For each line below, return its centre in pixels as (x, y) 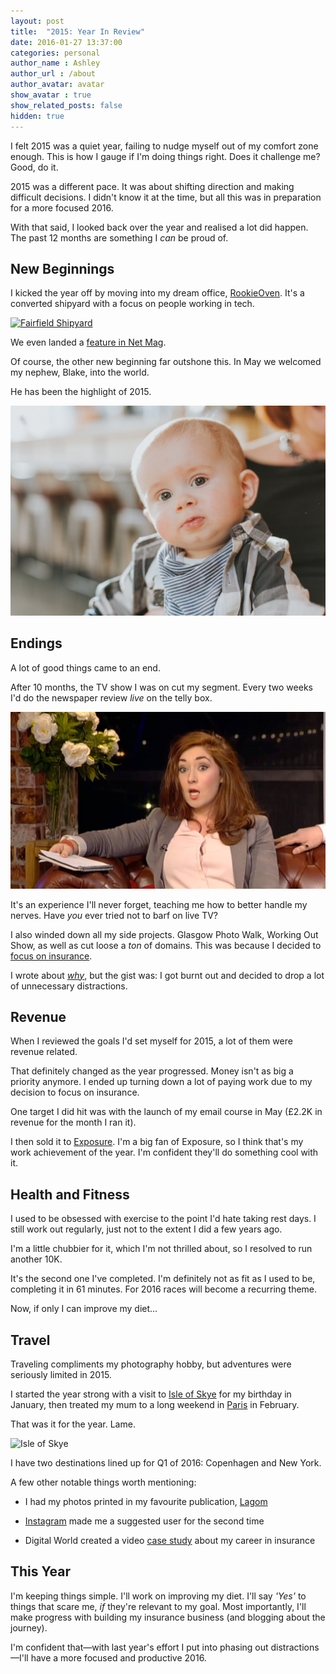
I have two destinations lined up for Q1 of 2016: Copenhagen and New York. (166, 1463)
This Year (41, 1571)
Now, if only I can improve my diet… (84, 1309)
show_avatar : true (51, 95)
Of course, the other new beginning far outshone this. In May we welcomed (166, 362)
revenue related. (44, 1052)
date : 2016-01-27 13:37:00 (66, 42)
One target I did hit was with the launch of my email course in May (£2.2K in (166, 1112)
